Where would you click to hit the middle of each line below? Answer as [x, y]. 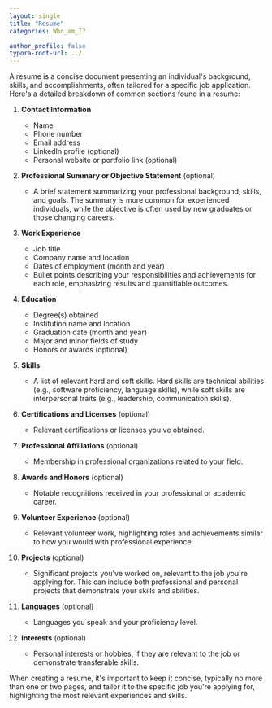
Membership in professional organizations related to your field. [138, 461]
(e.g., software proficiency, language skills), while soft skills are [139, 390]
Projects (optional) [52, 557]
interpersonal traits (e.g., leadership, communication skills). [132, 399]
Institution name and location [82, 324]
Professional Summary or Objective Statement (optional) [118, 176]
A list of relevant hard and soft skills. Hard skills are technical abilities [149, 381]
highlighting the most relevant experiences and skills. [98, 696]
